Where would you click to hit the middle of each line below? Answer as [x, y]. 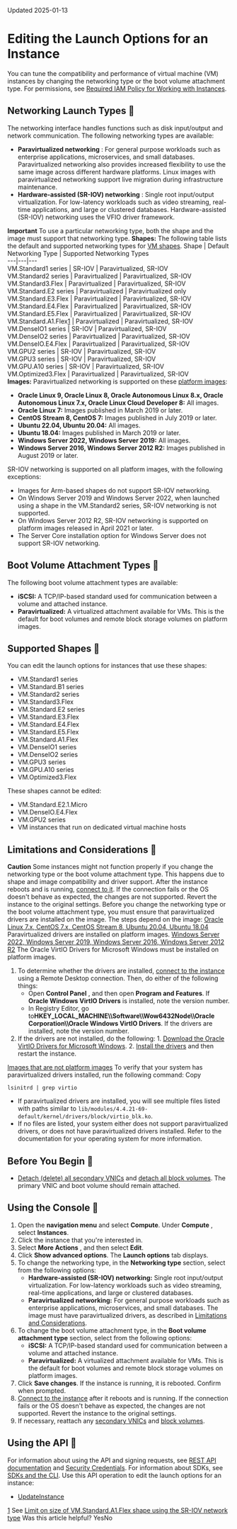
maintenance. [37, 186]
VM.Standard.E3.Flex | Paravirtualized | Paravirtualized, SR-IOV [99, 298]
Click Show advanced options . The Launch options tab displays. [113, 1255]
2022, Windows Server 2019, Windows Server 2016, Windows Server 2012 [116, 942]
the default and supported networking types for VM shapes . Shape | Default [118, 246]
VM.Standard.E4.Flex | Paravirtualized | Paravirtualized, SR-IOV [99, 306]
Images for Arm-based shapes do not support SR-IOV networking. [114, 490]
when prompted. [41, 1390]
